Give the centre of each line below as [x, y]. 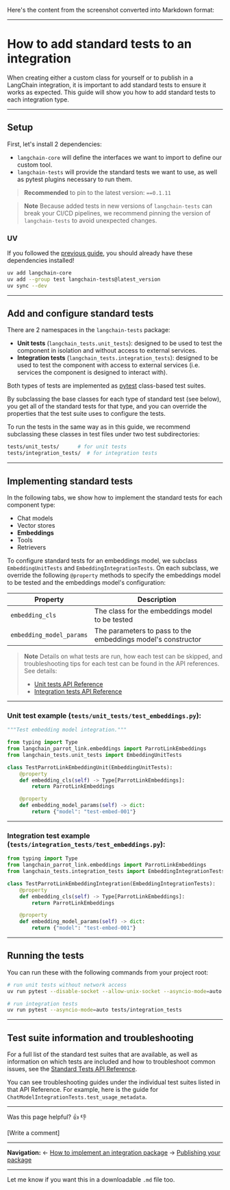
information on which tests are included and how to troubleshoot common [111, 1062]
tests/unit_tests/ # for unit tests [67, 447]
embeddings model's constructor [148, 640]
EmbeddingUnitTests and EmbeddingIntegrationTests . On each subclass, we [113, 568]
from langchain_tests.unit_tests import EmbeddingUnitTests [95, 755]
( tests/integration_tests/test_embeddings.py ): [86, 844]
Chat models [35, 518]
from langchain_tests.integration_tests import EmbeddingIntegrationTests [116, 872]
